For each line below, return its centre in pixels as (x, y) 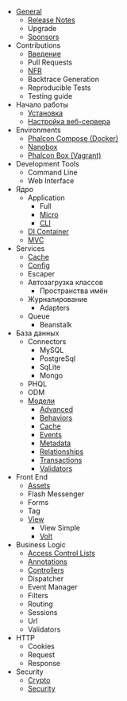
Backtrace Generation (63, 79)
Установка (45, 113)
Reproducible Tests (59, 88)
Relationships (62, 452)
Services (30, 249)
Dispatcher (46, 578)
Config (38, 265)
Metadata (55, 443)
